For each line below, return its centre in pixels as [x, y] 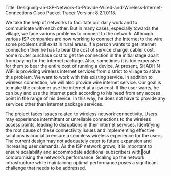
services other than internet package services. [54, 104]
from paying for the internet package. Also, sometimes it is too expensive [82, 60]
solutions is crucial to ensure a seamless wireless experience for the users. [84, 135]
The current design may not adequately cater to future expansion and [79, 141]
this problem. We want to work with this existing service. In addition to [79, 77]
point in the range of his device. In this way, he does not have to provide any [86, 98]
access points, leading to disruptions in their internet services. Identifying [82, 125]
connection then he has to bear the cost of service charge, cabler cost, [80, 50]
